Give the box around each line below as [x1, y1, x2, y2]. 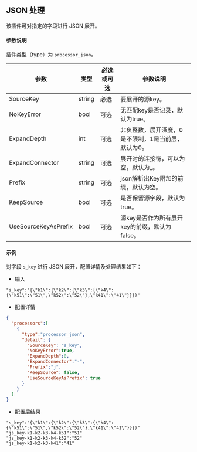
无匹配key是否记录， [120, 106, 178, 114]
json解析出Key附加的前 [120, 175, 184, 183]
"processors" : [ [11, 321, 49, 327]
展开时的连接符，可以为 [120, 155, 185, 163]
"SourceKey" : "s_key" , [27, 342, 83, 348]
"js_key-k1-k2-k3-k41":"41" [6, 440, 75, 447]
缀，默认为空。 [120, 183, 162, 192]
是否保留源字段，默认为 [120, 194, 185, 202]
